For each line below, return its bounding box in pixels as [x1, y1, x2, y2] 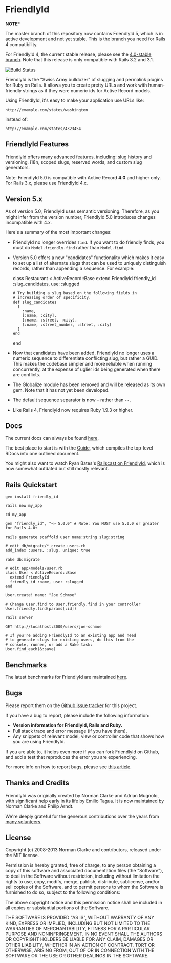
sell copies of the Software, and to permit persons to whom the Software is [5, 884, 164, 890]
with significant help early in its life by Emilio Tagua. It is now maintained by [5, 798, 164, 804]
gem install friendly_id [5, 494, 58, 500]
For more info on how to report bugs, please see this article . [5, 764, 132, 770]
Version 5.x [5, 195, 42, 203]
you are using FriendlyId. [12, 738, 66, 744]
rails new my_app [5, 503, 42, 508]
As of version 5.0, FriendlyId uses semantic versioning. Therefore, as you [5, 208, 160, 215]
